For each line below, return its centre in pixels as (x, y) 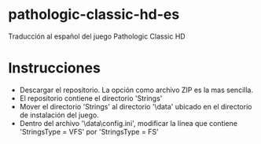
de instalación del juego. (59, 115)
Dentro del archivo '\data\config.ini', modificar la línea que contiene (129, 123)
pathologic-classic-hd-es (94, 15)
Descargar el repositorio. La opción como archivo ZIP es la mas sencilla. (136, 90)
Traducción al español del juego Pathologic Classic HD (97, 36)
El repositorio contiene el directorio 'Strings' (91, 98)
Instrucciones (54, 68)
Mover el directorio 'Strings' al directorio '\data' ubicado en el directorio (136, 106)
